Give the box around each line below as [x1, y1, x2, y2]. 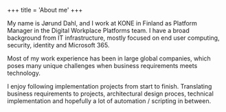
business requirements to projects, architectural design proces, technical [7, 89, 214, 98]
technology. [7, 69, 41, 77]
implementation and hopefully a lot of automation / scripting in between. [7, 97, 212, 105]
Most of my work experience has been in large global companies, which [7, 54, 211, 63]
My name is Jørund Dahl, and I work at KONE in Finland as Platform [7, 19, 198, 27]
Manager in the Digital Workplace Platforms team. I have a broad [7, 27, 190, 34]
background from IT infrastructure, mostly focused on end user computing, [7, 34, 220, 42]
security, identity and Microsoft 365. [7, 41, 110, 49]
